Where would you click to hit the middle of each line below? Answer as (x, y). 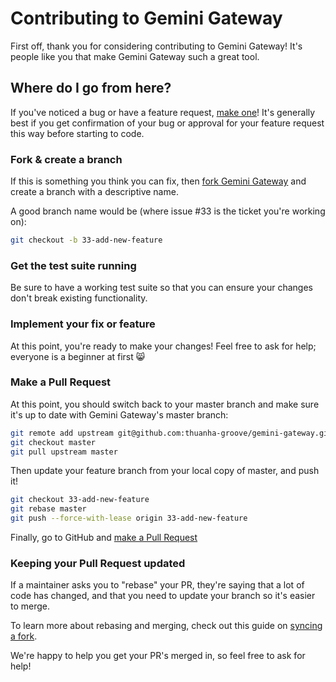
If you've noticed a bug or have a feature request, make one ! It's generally (163, 112)
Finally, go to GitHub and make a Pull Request (104, 538)
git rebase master (48, 509)
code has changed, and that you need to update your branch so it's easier (163, 596)
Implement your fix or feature (83, 324)
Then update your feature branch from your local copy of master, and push (165, 471)
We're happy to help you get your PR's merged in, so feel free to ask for (158, 656)
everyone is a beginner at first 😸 (78, 356)
